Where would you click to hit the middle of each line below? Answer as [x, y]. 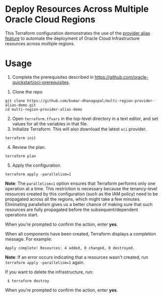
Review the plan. [29, 147]
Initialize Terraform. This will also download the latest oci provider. [79, 129]
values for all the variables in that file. [50, 123]
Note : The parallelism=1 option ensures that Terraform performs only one [80, 183]
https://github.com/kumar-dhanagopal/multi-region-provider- [91, 101]
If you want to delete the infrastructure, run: [49, 272]
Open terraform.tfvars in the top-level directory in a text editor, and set [85, 119]
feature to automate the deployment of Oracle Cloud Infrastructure [72, 38]
